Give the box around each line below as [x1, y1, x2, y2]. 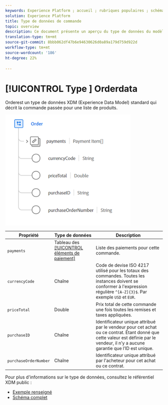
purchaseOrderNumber [7, 358, 50, 363]
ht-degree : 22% [5, 55, 37, 60]
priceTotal [7, 307, 30, 312]
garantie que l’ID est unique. [95, 345, 153, 351]
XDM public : [5, 379, 32, 385]
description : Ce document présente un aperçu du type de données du [5, 29, 151, 34]
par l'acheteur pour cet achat [95, 357, 156, 363]
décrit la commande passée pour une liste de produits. [5, 105, 118, 111]
